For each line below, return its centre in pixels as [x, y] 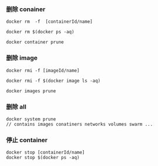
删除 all [16, 106]
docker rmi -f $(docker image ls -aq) [53, 81]
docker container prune [35, 42]
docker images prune [31, 91]
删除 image [22, 58]
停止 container [27, 140]
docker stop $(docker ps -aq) [43, 158]
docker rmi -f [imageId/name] [43, 70]
